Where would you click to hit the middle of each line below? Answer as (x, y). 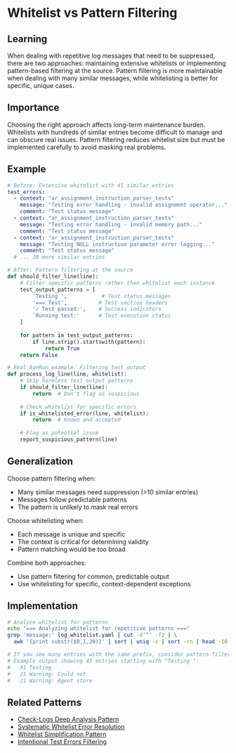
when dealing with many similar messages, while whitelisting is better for (113, 78)
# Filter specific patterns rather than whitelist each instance (118, 283)
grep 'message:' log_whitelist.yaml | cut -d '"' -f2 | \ (92, 635)
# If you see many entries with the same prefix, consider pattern (108, 655)
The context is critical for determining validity (83, 541)
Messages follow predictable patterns (72, 499)
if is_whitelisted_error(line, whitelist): (85, 413)
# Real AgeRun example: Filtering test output (77, 368)
